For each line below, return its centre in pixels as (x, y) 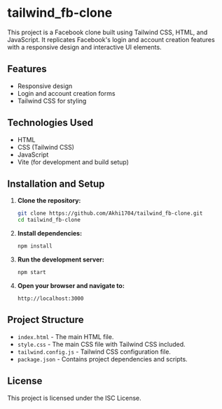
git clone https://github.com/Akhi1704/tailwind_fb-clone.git (110, 214)
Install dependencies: (50, 234)
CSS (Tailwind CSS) (46, 147)
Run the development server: (61, 259)
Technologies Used (50, 123)
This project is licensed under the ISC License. (74, 398)
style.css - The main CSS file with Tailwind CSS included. (101, 344)
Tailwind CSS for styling (52, 101)
